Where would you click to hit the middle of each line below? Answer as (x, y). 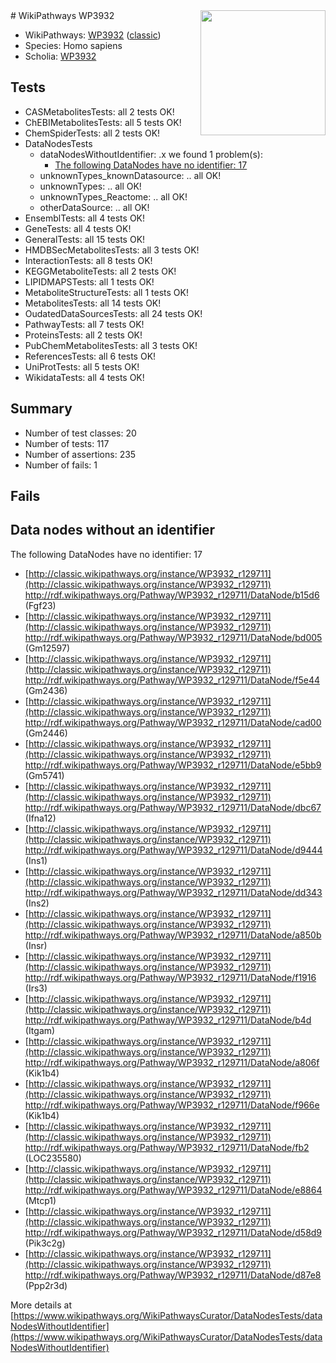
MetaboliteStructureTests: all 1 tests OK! (106, 292)
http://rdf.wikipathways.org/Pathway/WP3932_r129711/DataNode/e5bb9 (173, 765)
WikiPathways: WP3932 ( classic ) (93, 35)
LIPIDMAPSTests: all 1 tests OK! (89, 281)
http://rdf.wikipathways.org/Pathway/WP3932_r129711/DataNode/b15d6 (172, 595)
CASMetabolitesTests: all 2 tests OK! (99, 111)
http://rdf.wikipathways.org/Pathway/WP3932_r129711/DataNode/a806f (172, 1062)
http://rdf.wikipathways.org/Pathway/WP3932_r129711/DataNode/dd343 (173, 892)
